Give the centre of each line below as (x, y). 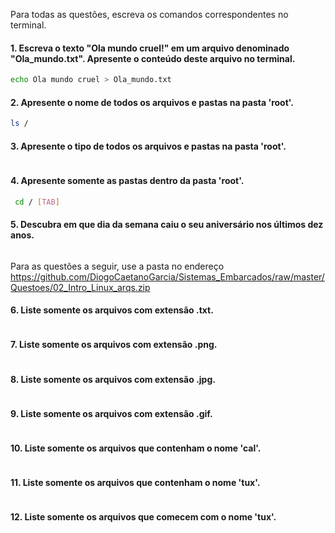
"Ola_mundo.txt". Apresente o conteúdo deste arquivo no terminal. (153, 58)
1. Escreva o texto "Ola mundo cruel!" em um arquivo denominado (150, 48)
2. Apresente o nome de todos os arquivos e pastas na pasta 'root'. (152, 102)
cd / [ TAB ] (37, 202)
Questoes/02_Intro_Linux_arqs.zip (80, 287)
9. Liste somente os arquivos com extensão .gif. (111, 413)
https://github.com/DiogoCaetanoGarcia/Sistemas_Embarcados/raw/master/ (167, 276)
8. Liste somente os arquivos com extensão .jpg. (113, 379)
